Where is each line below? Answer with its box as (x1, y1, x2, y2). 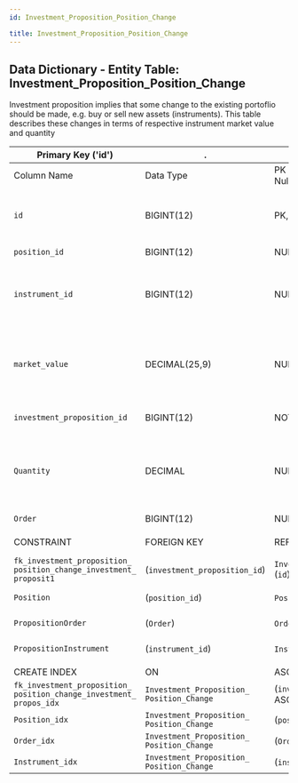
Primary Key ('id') (36, 148, 114, 161)
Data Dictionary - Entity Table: (9, 61, 180, 76)
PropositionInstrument (13, 643, 109, 654)
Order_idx (13, 736, 55, 747)
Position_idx (13, 715, 69, 725)
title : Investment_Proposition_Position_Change (9, 28, 189, 38)
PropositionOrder (13, 619, 87, 628)
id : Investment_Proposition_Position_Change (9, 12, 176, 22)
